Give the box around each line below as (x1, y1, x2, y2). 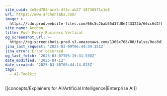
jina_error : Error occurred (5, 48, 64, 53)
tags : (5, 67, 16, 72)
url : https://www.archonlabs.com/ (5, 12, 77, 17)
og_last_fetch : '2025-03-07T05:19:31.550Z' (5, 53, 97, 58)
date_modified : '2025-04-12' (5, 58, 66, 63)
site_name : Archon (5, 26, 43, 31)
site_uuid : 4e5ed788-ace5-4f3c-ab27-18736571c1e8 (5, 7, 110, 12)
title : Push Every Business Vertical (5, 30, 83, 35)
